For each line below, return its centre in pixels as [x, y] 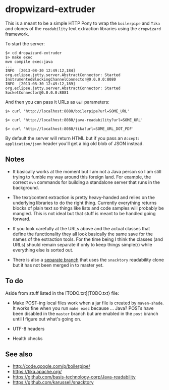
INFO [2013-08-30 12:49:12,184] [40, 71]
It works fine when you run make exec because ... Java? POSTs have [83, 308]
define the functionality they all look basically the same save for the [82, 234]
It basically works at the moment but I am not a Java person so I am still [87, 171]
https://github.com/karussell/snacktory [53, 382]
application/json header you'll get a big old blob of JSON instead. [74, 143]
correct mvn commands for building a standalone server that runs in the [86, 182]
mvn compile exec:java [29, 61]
